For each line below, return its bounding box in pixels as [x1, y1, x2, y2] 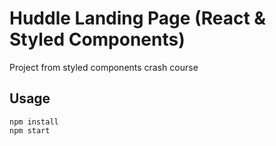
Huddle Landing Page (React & [9, 7, 267, 30]
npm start [9, 125, 51, 136]
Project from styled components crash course [9, 61, 199, 73]
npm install [9, 117, 59, 127]
